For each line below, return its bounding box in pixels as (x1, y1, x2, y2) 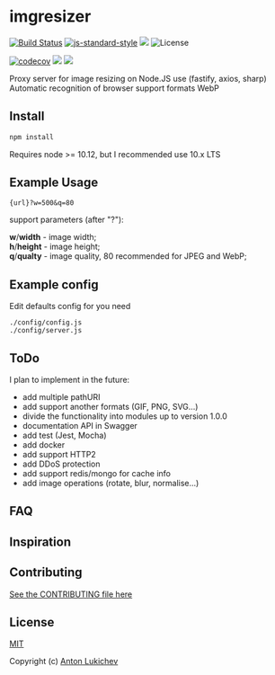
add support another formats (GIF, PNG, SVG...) (22, 402, 199, 413)
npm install (9, 132, 54, 141)
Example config (9, 277, 99, 292)
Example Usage (9, 175, 99, 191)
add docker (22, 440, 66, 450)
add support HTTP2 (22, 449, 96, 460)
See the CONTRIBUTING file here (9, 589, 133, 600)
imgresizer (9, 6, 92, 27)
